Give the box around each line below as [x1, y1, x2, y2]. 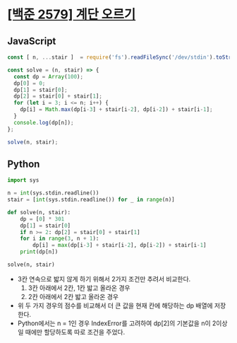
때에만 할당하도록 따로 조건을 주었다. [25, 327, 126, 336]
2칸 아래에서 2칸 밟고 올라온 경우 [28, 292, 119, 301]
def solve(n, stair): [7, 209, 71, 216]
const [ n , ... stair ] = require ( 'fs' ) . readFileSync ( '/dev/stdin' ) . [7, 54, 217, 61]
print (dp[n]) [20, 248, 59, 255]
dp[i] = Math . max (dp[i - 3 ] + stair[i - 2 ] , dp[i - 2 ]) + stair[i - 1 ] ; [20, 106, 213, 113]
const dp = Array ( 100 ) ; [13, 73, 83, 80]
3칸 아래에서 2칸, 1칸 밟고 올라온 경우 [28, 284, 130, 292]
